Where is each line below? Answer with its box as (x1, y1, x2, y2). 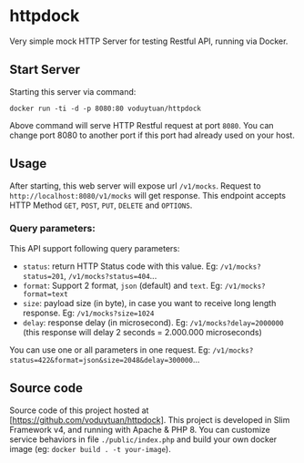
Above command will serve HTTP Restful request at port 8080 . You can (9, 119, 275, 130)
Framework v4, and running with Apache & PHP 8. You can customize (9, 424, 271, 435)
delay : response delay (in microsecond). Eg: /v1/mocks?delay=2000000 (22, 316, 284, 328)
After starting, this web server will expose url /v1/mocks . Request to (9, 180, 261, 191)
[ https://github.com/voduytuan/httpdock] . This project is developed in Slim (9, 414, 290, 425)
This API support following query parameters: (9, 242, 180, 253)
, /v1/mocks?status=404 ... (63, 270, 157, 281)
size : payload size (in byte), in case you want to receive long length (22, 297, 277, 308)
